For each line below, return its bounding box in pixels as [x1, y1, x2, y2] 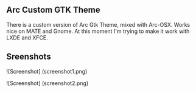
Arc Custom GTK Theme [6, 5, 100, 15]
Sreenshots [6, 52, 51, 62]
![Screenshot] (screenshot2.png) [6, 79, 89, 87]
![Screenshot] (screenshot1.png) [6, 67, 88, 75]
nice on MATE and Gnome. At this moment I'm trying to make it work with [6, 27, 190, 35]
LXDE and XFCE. [6, 33, 49, 41]
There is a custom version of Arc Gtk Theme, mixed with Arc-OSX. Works [6, 21, 191, 28]
